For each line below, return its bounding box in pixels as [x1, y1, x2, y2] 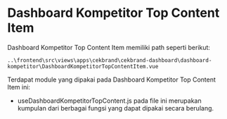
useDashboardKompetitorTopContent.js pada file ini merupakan [17, 96, 202, 105]
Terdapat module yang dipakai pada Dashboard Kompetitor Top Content [7, 75, 216, 84]
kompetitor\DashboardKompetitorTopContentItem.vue [7, 63, 159, 70]
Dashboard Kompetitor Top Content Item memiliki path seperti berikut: [7, 43, 211, 51]
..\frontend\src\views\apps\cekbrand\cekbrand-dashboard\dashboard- [7, 56, 212, 64]
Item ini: [7, 82, 30, 91]
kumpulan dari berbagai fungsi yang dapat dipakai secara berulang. [17, 104, 214, 112]
